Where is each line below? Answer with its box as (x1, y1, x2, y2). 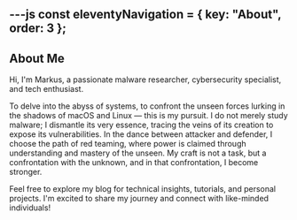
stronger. (9, 167, 43, 178)
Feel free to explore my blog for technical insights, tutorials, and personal (9, 184, 277, 194)
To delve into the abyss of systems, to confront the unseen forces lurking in (9, 101, 285, 111)
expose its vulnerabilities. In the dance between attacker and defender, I (9, 129, 273, 140)
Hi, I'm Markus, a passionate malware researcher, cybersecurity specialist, (9, 74, 282, 85)
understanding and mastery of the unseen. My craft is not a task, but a (9, 148, 267, 158)
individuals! (9, 202, 51, 213)
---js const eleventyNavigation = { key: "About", (9, 7, 282, 22)
